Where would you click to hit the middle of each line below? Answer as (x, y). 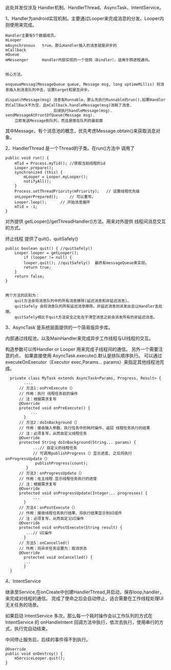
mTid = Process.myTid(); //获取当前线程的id (60, 163)
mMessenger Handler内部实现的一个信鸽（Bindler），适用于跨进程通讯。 (79, 60)
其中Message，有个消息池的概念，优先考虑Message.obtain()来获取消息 (81, 131)
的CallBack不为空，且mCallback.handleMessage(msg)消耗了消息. (69, 105)
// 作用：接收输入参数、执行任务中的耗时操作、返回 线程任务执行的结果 (84, 428)
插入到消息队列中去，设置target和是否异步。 (50, 90)
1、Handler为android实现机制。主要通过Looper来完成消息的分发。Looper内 (85, 18)
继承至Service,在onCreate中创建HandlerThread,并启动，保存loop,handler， (85, 592)
